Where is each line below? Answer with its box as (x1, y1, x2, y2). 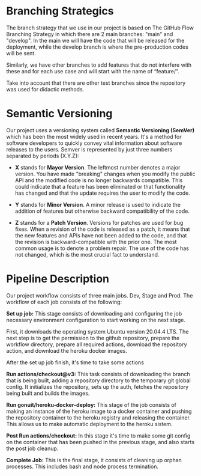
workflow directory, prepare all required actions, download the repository (6, 341, 187, 348)
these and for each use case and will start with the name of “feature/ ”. (6, 67, 179, 75)
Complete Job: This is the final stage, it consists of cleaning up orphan (6, 456, 182, 463)
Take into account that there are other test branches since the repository (6, 79, 186, 87)
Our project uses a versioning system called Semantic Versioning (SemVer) (6, 126, 195, 133)
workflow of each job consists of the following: (6, 298, 122, 305)
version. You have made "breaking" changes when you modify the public (14, 170, 196, 177)
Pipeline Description (6, 272, 110, 286)
